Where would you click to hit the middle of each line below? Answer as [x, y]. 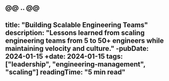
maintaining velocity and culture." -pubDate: [77, 49]
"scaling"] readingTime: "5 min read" [65, 72]
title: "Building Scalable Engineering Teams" [77, 25]
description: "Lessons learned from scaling [75, 32]
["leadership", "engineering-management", [75, 64]
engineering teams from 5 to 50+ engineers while [84, 40]
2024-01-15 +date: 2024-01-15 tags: [64, 56]
